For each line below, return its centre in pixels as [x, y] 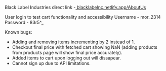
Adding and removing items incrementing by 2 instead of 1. [73, 42]
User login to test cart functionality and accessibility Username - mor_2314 [83, 17]
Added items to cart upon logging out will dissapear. [66, 58]
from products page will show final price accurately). [67, 53]
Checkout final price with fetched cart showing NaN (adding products [85, 47]
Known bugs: [18, 32]
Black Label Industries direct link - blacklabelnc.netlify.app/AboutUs [75, 7]
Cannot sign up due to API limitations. [51, 63]
